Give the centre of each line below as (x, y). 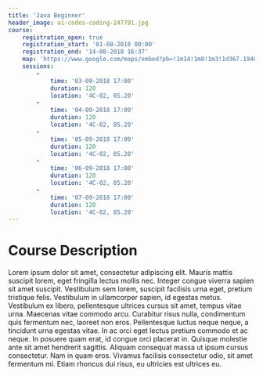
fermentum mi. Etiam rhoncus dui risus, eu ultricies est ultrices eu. (115, 364)
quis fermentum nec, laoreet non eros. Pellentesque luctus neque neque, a (128, 323)
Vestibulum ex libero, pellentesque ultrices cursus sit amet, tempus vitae (125, 305)
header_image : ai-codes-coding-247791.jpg (78, 23)
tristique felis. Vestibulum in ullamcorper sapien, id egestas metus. (115, 298)
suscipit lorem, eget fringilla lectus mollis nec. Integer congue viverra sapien (131, 281)
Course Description (73, 251)
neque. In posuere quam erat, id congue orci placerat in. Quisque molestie (128, 339)
